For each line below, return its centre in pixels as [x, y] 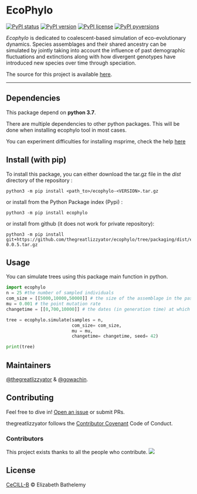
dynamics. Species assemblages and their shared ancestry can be [86, 44]
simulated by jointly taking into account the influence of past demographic [96, 50]
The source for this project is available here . [59, 74]
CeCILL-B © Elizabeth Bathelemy [46, 485]
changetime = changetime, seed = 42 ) [115, 336]
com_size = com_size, [96, 325]
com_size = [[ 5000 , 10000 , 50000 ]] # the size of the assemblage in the [94, 298]
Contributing [30, 398]
